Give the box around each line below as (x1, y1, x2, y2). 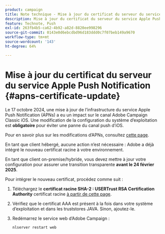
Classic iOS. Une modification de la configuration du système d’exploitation (5, 117, 157, 123)
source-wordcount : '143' (5, 39, 56, 44)
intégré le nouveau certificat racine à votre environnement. (5, 146, 124, 153)
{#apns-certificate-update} (5, 90, 120, 101)
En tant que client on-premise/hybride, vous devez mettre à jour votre (5, 156, 146, 162)
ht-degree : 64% (5, 44, 36, 49)
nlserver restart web (12, 225, 56, 230)
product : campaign (5, 7, 43, 12)
